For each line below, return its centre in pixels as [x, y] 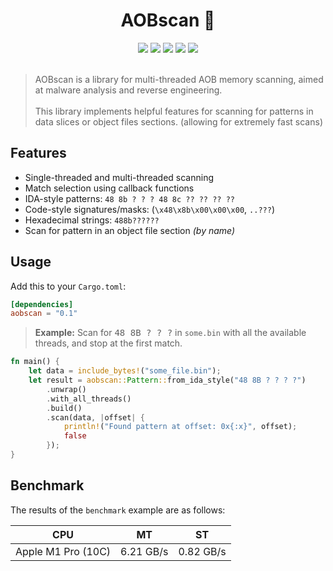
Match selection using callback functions [109, 188]
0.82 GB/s [202, 551]
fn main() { [35, 362]
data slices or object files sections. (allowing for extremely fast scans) [178, 121]
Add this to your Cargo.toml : [68, 286]
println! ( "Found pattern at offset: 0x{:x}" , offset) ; [180, 427]
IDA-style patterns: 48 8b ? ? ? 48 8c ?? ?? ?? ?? [129, 198]
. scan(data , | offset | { [95, 417]
